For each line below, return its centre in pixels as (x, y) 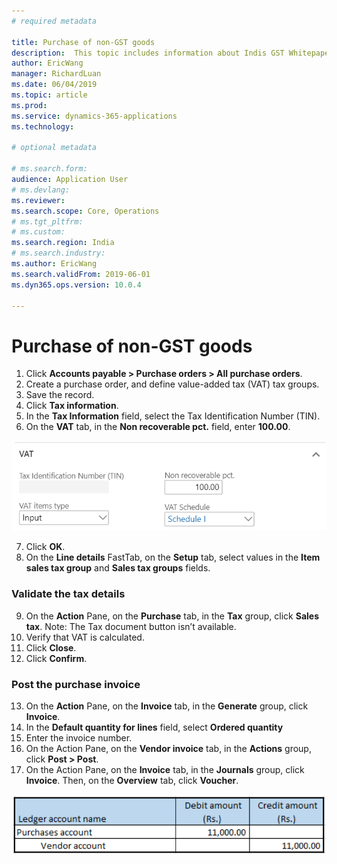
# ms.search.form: (49, 169)
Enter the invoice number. (79, 738)
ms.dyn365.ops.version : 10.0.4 (76, 285)
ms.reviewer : (38, 200)
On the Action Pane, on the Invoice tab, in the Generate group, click (167, 706)
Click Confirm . (56, 658)
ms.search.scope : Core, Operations (85, 211)
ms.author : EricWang (54, 264)
